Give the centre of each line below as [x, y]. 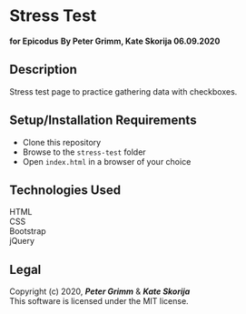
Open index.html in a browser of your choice [107, 161]
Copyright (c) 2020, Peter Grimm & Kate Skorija [100, 291]
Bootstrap [28, 231]
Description [43, 70]
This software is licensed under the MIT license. [99, 301]
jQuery [22, 241]
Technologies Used [65, 190]
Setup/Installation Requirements [103, 121]
